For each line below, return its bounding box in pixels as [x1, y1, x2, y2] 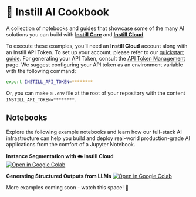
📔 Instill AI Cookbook [6, 5, 110, 19]
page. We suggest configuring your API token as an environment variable [6, 61, 183, 68]
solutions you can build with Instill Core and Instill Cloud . [6, 31, 145, 38]
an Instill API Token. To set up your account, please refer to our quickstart [6, 48, 184, 55]
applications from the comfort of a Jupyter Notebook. [6, 141, 136, 148]
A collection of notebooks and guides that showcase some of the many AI [6, 25, 185, 32]
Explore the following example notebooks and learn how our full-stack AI [6, 128, 182, 135]
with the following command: [6, 67, 76, 74]
